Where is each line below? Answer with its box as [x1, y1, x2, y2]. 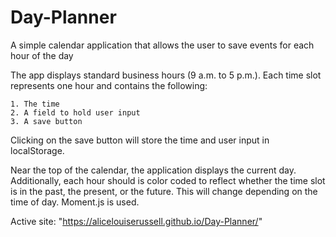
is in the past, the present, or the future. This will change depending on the [10, 185, 318, 197]
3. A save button [10, 116, 83, 126]
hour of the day [10, 49, 74, 61]
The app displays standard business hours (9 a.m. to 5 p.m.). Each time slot [10, 69, 322, 81]
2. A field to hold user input [10, 107, 141, 118]
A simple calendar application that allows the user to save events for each [10, 39, 315, 51]
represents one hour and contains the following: [10, 79, 208, 91]
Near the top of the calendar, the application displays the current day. [10, 164, 297, 176]
